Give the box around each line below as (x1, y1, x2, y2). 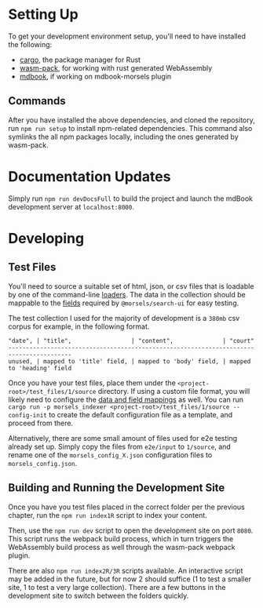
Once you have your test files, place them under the (8, 378, 177, 388)
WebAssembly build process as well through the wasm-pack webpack (8, 542, 236, 552)
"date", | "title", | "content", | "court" (8, 337, 255, 344)
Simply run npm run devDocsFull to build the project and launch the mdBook (8, 194, 254, 203)
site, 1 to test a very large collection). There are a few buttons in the (8, 582, 226, 592)
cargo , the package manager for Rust (19, 55, 141, 64)
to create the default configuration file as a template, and (48, 410, 233, 419)
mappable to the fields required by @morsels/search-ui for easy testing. (8, 298, 239, 308)
